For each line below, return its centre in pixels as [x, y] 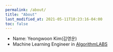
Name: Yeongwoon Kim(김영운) [45, 38]
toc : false [17, 24]
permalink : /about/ [26, 10]
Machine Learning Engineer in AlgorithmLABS [60, 44]
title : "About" [21, 14]
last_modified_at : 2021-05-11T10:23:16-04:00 [54, 19]
